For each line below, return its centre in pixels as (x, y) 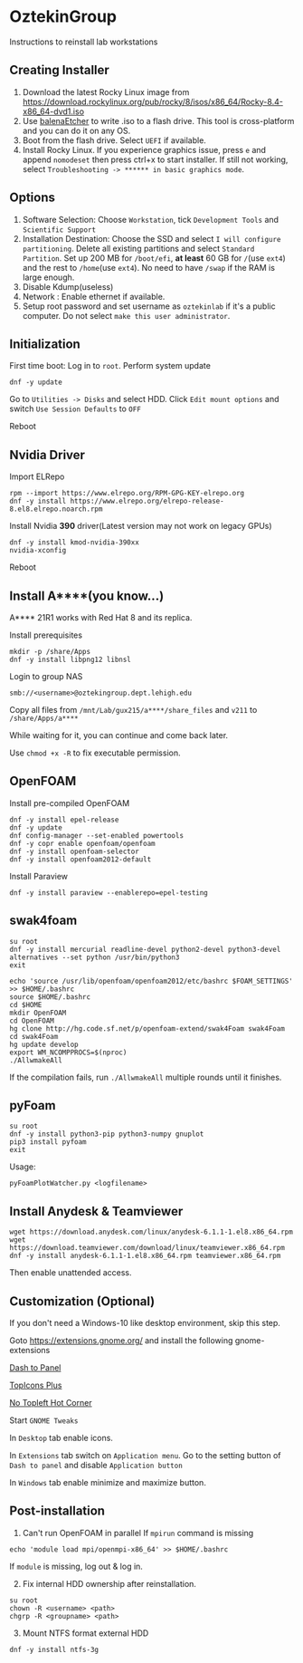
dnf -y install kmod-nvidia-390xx (75, 543)
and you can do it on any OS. (76, 130)
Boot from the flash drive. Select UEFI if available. (114, 140)
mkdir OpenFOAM (38, 1013)
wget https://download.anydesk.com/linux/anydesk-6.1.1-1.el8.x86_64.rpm (151, 1232)
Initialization (45, 344)
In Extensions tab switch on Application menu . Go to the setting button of (146, 1456)
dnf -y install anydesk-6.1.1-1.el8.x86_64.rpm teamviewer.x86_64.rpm (145, 1256)
